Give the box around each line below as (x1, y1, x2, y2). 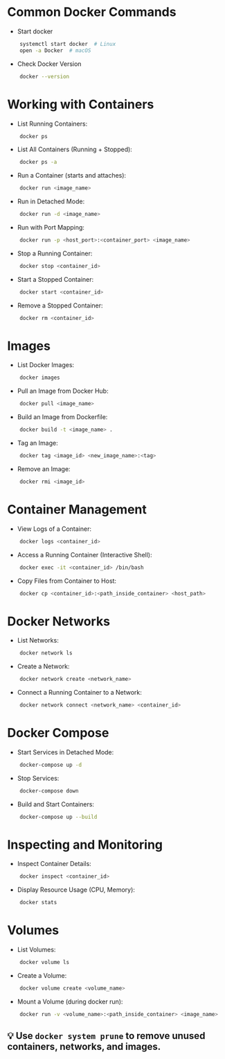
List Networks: (17, 636, 59, 645)
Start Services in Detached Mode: (17, 747, 114, 756)
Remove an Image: (17, 464, 71, 473)
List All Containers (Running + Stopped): (17, 145, 133, 153)
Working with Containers (7, 96, 154, 112)
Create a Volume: (17, 972, 67, 979)
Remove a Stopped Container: (17, 301, 103, 310)
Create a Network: (17, 662, 70, 670)
